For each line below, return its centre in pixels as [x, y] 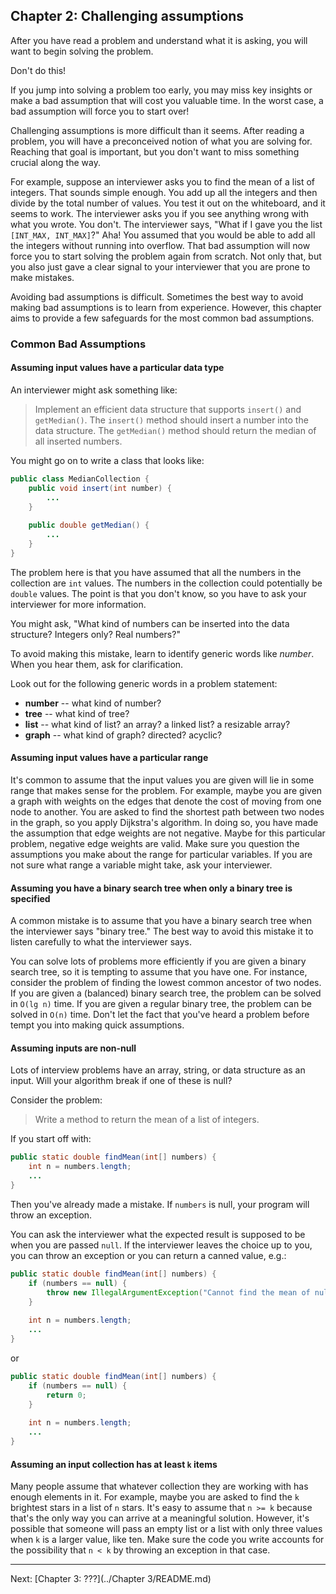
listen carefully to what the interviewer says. [101, 942]
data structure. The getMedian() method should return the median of [175, 430]
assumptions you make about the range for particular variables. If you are [161, 855]
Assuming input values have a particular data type [117, 368]
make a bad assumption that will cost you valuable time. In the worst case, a [167, 100]
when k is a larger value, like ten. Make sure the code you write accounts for [167, 1540]
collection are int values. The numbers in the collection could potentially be [166, 583]
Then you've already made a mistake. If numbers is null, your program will [160, 1204]
